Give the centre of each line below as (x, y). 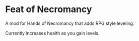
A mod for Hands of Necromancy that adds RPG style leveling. (70, 23)
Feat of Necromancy (49, 9)
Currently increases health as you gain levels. (52, 33)
